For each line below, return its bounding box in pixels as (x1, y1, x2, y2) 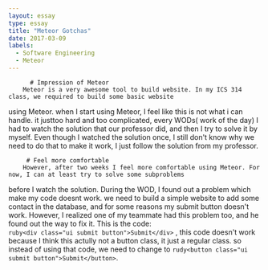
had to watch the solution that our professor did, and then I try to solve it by (8, 124, 258, 133)
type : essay (8, 19, 48, 27)
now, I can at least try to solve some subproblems (8, 170, 185, 178)
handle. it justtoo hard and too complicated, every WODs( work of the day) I (8, 115, 258, 125)
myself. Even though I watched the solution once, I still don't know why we (8, 132, 255, 141)
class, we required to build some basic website (8, 92, 174, 100)
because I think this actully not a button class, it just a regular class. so (8, 235, 242, 245)
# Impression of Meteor (29, 78, 110, 87)
